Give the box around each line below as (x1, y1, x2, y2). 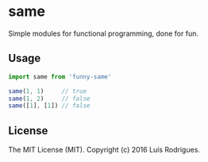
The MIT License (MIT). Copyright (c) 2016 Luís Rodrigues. (8, 145, 201, 155)
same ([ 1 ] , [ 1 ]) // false (8, 102, 91, 110)
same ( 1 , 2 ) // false (8, 94, 91, 102)
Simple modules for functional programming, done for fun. (8, 29, 198, 38)
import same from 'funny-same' (8, 72, 112, 81)
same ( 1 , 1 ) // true (8, 87, 87, 95)
